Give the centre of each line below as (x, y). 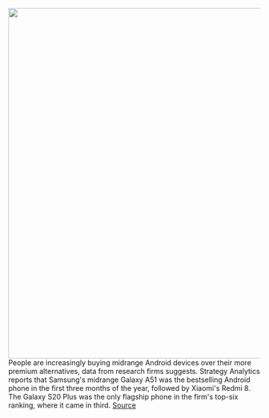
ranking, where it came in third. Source (72, 405)
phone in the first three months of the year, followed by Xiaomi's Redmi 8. (129, 388)
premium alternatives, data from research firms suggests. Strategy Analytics (134, 371)
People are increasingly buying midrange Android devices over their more (130, 363)
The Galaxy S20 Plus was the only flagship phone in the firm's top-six (123, 397)
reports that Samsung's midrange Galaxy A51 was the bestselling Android (129, 380)
